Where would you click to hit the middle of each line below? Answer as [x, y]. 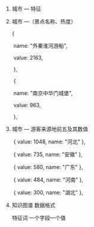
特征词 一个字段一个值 [39, 218]
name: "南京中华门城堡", [43, 93]
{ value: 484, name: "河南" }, [48, 180]
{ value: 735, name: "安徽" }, [48, 154]
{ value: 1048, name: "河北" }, [49, 142]
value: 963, [27, 105]
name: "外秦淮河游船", [40, 46]
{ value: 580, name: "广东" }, [48, 167]
